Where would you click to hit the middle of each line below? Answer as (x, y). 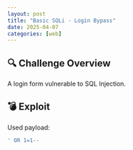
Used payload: (29, 127)
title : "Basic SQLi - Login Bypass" (62, 21)
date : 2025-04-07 (33, 27)
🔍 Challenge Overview (59, 63)
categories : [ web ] (34, 34)
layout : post (27, 14)
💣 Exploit (29, 107)
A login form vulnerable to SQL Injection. (67, 84)
